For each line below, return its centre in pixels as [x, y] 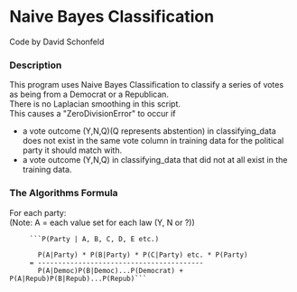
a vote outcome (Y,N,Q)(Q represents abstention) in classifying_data [149, 131]
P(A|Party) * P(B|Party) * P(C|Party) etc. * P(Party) [143, 255]
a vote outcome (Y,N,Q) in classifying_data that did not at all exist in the [155, 160]
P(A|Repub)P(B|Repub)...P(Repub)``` [78, 278]
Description [36, 65]
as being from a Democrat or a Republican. [89, 94]
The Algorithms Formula [64, 193]
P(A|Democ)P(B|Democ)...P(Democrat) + [110, 270]
